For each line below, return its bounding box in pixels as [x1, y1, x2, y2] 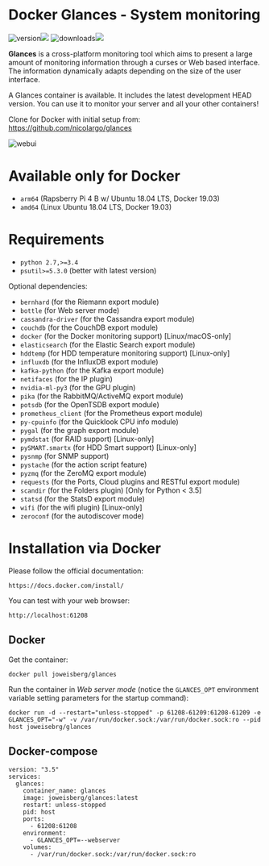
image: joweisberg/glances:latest [23, 794, 139, 802]
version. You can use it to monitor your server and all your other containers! [8, 98, 259, 108]
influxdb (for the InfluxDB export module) [19, 356, 159, 366]
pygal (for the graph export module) [19, 425, 139, 435]
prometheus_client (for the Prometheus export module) [19, 408, 203, 418]
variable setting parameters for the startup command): [8, 693, 189, 702]
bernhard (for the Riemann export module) [19, 297, 159, 306]
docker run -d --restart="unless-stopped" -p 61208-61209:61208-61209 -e [8, 708, 262, 717]
